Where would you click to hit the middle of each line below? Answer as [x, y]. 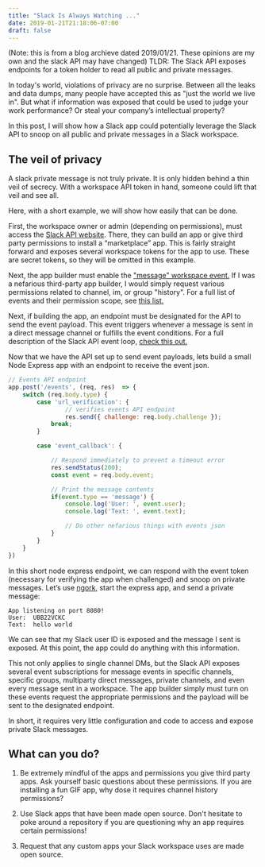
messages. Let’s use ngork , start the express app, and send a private [121, 587]
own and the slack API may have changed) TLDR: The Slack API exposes [127, 61]
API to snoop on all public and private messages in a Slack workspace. [124, 134]
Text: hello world [40, 625]
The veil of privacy [55, 159]
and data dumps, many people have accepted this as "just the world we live [132, 94]
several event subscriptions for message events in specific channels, [121, 672]
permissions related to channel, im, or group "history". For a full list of [122, 292]
